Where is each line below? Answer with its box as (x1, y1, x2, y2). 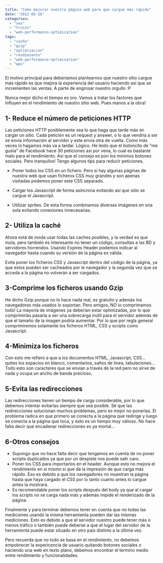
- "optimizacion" (9, 48, 45, 53)
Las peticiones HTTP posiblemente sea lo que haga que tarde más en (5, 127, 145, 133)
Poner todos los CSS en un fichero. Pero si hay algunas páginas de (12, 167, 146, 173)
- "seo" (9, 20, 25, 26)
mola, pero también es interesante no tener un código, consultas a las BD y (5, 240, 156, 245)
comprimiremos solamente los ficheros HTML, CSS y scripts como (5, 322, 139, 328)
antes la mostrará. (12, 482, 49, 487)
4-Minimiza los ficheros (5, 342, 79, 350)
